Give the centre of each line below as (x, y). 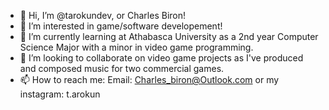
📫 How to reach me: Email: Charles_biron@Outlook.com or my (149, 79)
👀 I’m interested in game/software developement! (121, 26)
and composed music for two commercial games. (122, 68)
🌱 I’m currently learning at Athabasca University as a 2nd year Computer (169, 36)
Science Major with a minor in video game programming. (136, 47)
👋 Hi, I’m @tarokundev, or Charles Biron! (103, 15)
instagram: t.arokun (60, 94)
